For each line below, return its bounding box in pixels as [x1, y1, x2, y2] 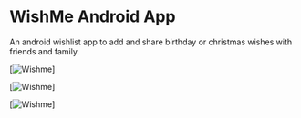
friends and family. [9, 45, 80, 56]
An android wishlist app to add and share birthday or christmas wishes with [9, 36, 293, 47]
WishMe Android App [9, 6, 176, 27]
